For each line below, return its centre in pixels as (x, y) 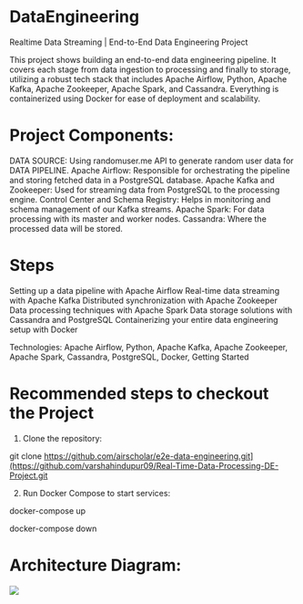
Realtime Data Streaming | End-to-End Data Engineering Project (129, 42)
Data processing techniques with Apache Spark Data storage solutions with (151, 310)
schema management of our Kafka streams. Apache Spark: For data (137, 209)
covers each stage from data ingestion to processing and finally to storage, (150, 69)
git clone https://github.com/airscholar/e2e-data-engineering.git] (131, 456)
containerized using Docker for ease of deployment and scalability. (135, 99)
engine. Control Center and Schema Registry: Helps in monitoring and (140, 199)
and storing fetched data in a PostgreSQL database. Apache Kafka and (142, 180)
